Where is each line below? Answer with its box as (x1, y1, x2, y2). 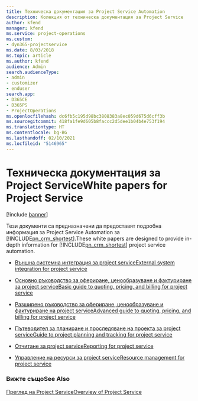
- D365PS (6, 102, 28, 108)
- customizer (6, 80, 38, 86)
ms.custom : (6, 36, 33, 42)
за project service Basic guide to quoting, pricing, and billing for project (14, 283, 188, 290)
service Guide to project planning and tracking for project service (14, 331, 173, 338)
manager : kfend (6, 25, 44, 31)
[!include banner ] (6, 211, 48, 218)
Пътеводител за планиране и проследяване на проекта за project (14, 325, 181, 332)
